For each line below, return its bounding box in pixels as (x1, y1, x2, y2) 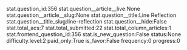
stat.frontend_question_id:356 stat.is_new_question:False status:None (6, 31, 182, 38)
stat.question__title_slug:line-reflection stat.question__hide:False (6, 18, 167, 25)
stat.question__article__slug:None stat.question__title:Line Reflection (6, 11, 177, 19)
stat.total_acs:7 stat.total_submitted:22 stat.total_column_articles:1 (6, 24, 171, 31)
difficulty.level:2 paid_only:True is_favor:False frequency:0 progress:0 (6, 37, 180, 44)
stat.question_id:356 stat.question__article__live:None (6, 5, 141, 12)
